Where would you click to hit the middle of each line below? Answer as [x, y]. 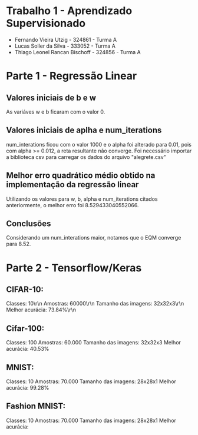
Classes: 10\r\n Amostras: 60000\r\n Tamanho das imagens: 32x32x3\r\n [95, 304]
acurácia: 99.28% [28, 388]
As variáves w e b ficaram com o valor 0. [56, 112]
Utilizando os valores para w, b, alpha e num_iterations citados [82, 199]
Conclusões [29, 223]
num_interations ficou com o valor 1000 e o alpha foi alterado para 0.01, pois [99, 144]
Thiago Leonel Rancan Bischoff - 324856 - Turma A [78, 52]
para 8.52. [19, 244]
